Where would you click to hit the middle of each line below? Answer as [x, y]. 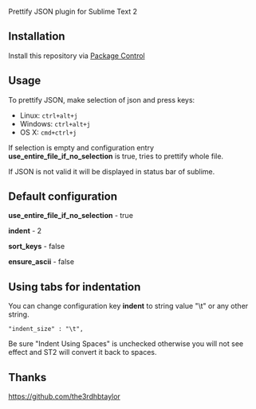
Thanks [28, 377]
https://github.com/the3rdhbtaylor [65, 396]
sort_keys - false [37, 247]
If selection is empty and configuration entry [81, 147]
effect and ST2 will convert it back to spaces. [83, 353]
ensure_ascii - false [41, 262]
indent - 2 [25, 231]
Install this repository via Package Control [77, 56]
